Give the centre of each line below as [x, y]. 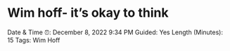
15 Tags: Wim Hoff [34, 40]
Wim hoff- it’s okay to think [88, 13]
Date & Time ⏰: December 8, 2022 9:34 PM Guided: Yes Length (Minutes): [115, 32]
